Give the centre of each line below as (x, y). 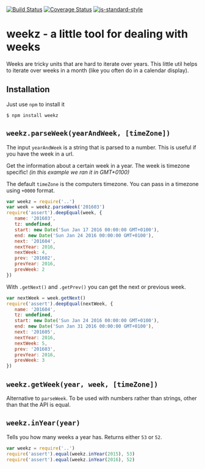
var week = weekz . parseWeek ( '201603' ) (56, 207)
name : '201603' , (35, 219)
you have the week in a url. (40, 154)
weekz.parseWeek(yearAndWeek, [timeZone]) (88, 133)
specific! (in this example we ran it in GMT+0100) (68, 172)
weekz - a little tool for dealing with (97, 34)
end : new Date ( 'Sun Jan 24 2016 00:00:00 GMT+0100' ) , (84, 235)
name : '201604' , (35, 309)
